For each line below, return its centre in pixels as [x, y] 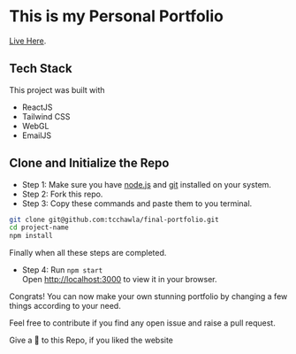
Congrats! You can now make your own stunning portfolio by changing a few [148, 296]
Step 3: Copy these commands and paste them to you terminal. [137, 203]
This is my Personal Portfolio [116, 16]
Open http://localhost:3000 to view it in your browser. [120, 280]
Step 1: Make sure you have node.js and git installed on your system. [147, 184]
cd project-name [39, 227]
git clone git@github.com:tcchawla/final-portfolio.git [114, 219]
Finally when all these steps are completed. [88, 253]
